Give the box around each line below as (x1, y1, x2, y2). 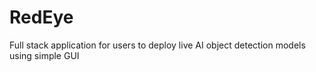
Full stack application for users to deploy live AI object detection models (9, 39, 306, 51)
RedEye (9, 6, 74, 29)
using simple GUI (9, 49, 80, 61)
